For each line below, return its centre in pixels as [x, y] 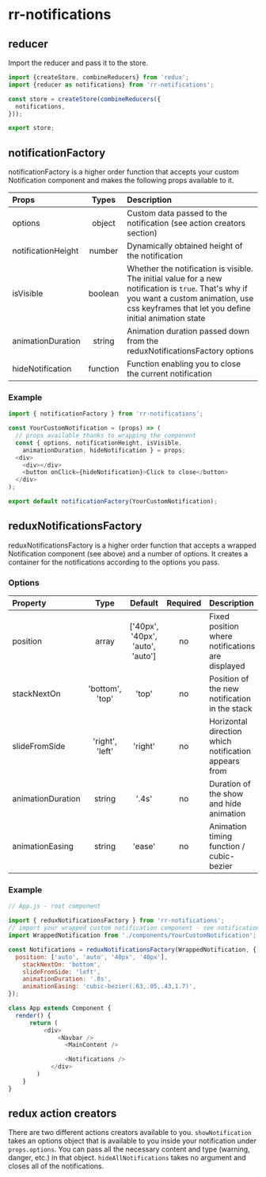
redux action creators [63, 1114]
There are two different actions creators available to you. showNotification [130, 1133]
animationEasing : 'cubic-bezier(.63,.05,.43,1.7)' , [109, 987]
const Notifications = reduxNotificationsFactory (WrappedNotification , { [133, 950]
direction [225, 732]
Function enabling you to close [184, 364]
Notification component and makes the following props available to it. [121, 181]
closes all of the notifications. [56, 1166]
